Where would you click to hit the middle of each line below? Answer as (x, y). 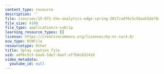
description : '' (21, 14)
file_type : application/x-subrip (39, 28)
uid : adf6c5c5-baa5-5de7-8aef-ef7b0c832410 (50, 55)
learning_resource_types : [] (35, 32)
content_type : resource (29, 9)
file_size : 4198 (21, 23)
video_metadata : (21, 59)
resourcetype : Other (26, 46)
